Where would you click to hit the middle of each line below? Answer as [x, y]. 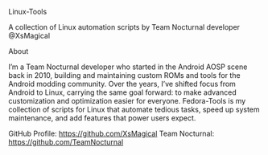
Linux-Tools [28, 12]
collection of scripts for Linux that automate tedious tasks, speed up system [134, 109]
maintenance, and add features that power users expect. [102, 118]
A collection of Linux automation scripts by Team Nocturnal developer [124, 27]
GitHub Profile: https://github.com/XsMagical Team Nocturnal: [111, 133]
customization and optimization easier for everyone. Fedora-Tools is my [127, 101]
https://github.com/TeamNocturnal [66, 142]
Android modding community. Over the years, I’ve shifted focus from [122, 84]
